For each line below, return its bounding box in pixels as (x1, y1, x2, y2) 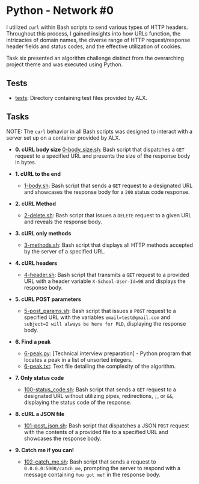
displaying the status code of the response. (23, 399, 132, 406)
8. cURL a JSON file (14, 410, 65, 417)
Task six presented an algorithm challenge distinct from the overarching (6, 54, 185, 61)
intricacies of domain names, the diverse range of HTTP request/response (6, 36, 191, 43)
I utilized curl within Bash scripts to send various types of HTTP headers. (6, 23, 188, 31)
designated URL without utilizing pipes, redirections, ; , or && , (23, 392, 174, 399)
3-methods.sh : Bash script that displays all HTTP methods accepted (23, 241, 194, 249)
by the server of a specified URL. (23, 247, 106, 255)
